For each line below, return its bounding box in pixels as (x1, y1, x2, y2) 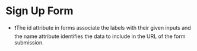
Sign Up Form (5, 4, 74, 18)
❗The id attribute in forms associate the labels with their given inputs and (14, 24, 191, 31)
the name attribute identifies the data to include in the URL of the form (14, 33, 186, 40)
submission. (14, 39, 44, 46)
